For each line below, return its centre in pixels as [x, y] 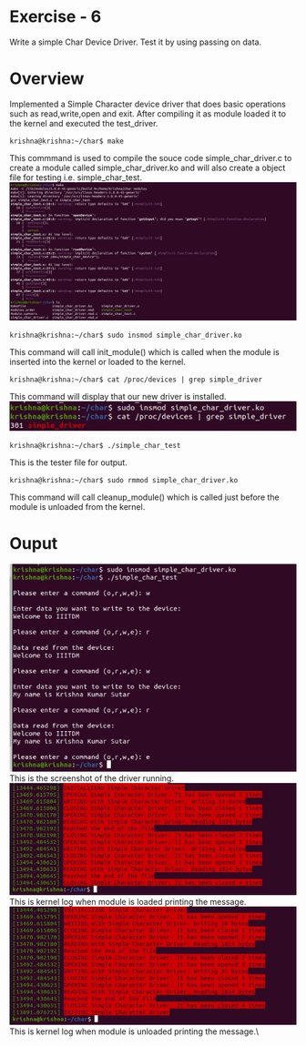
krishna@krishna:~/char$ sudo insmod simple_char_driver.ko [126, 335]
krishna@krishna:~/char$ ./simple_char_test [95, 445]
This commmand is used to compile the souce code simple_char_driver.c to [151, 157]
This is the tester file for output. [68, 462]
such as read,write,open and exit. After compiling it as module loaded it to [148, 113]
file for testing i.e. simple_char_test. [76, 177]
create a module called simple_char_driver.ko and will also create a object [148, 168]
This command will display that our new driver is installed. [118, 396]
